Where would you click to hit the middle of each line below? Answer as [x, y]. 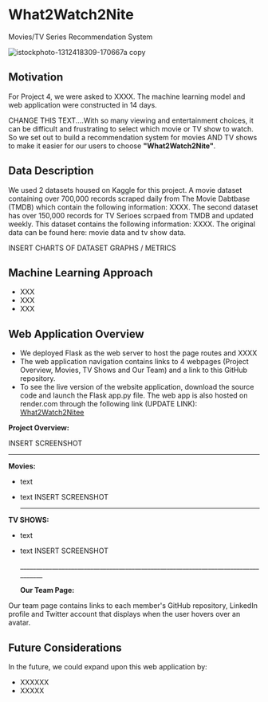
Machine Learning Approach [81, 273]
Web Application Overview [77, 333]
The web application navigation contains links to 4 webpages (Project [134, 362]
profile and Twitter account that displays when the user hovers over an [124, 614]
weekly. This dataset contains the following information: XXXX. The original [132, 224]
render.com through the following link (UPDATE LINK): [108, 404]
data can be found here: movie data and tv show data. [97, 232]
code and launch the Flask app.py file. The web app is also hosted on [134, 395]
